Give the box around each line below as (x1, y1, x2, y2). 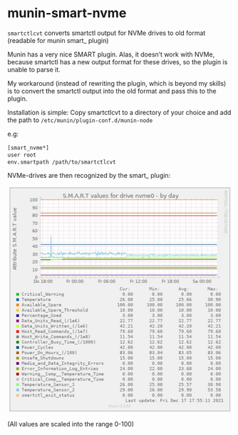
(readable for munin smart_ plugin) (7, 36, 109, 44)
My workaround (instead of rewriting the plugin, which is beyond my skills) (7, 79, 227, 87)
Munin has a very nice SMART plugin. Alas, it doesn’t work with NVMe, (7, 50, 215, 59)
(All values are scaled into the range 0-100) (7, 419, 134, 428)
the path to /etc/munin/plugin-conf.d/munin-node (7, 116, 153, 124)
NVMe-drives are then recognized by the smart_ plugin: (7, 171, 171, 179)
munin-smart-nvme (7, 5, 127, 21)
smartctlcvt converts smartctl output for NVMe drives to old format (7, 29, 206, 37)
